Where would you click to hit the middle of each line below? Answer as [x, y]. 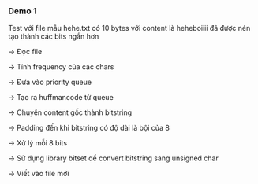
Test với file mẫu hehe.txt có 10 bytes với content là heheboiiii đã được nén [129, 28]
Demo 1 [22, 11]
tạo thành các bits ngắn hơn [54, 36]
